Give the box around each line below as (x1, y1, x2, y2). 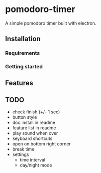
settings (12, 151, 29, 157)
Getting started (5, 63, 43, 70)
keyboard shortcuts (12, 135, 53, 141)
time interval (19, 157, 46, 163)
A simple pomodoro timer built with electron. (5, 20, 97, 26)
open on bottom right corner (12, 141, 71, 147)
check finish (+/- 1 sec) (12, 109, 60, 115)
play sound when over (12, 130, 58, 136)
